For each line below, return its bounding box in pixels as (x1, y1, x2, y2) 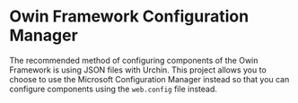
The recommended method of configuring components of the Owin (9, 55, 259, 65)
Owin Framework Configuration (9, 6, 250, 27)
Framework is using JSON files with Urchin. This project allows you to (9, 64, 267, 75)
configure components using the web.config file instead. (9, 83, 218, 94)
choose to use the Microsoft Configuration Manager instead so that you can (9, 73, 290, 84)
